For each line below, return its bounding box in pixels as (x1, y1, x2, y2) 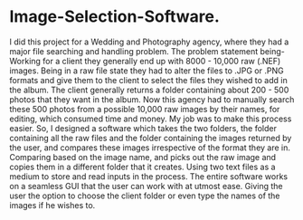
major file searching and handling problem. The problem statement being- (9, 45, 285, 56)
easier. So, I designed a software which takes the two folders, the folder (9, 122, 278, 133)
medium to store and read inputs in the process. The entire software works (9, 170, 288, 182)
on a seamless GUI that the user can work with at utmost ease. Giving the (9, 180, 283, 191)
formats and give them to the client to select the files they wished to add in (9, 74, 288, 85)
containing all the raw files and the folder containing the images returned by (9, 132, 292, 143)
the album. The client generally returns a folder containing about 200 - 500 (9, 84, 289, 95)
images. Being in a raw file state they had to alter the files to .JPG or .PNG (9, 65, 284, 76)
